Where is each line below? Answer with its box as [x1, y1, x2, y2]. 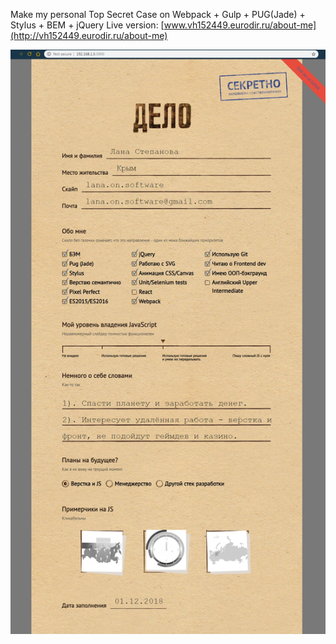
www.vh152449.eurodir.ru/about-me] [163, 19, 317, 31]
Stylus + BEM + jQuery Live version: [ [10, 19, 165, 31]
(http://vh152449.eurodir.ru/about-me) [10, 30, 168, 41]
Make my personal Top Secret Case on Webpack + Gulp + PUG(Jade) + [10, 9, 306, 20]
